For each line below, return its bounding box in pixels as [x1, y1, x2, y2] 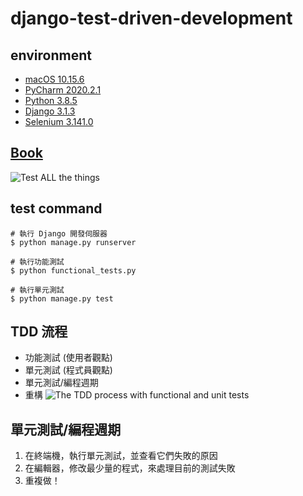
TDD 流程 [10, 323, 68, 341]
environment [10, 47, 92, 64]
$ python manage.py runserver [10, 237, 137, 247]
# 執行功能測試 [10, 257, 65, 267]
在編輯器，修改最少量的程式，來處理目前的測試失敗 [24, 462, 236, 474]
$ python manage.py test [10, 293, 114, 304]
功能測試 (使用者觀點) [24, 352, 113, 364]
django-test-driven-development [10, 7, 293, 30]
